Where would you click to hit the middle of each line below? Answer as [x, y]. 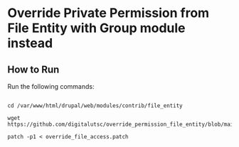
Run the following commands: [51, 86]
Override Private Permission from [108, 13]
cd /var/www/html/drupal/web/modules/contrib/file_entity [95, 106]
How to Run [33, 69]
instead [30, 43]
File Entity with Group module [97, 28]
